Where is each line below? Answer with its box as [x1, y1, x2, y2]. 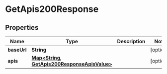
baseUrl [7, 46, 27, 53]
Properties [5, 23, 39, 32]
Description [117, 38, 146, 45]
